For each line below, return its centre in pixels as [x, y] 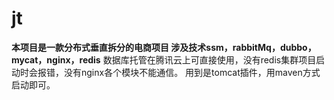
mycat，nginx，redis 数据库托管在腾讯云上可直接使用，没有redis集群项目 [164, 59]
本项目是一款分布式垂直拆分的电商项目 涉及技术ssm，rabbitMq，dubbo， [164, 47]
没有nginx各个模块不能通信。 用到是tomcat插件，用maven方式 [192, 72]
